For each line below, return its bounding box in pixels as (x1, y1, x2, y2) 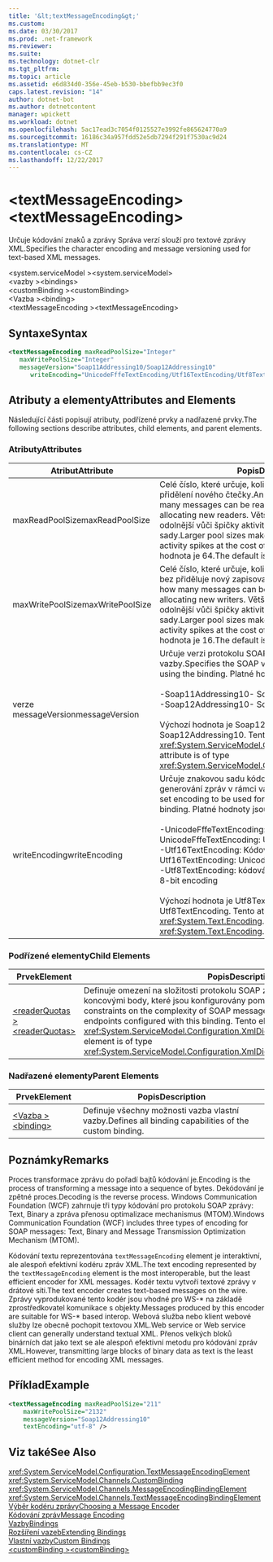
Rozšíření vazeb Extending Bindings (8, 1528, 127, 1538)
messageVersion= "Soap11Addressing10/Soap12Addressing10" (19, 363, 217, 371)
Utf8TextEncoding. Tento (159, 905, 255, 916)
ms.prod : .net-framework (8, 34, 93, 43)
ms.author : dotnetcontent (8, 103, 96, 111)
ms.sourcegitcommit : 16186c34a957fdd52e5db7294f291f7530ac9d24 (8, 133, 227, 141)
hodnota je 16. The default (159, 634, 259, 646)
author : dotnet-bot (8, 95, 75, 103)
